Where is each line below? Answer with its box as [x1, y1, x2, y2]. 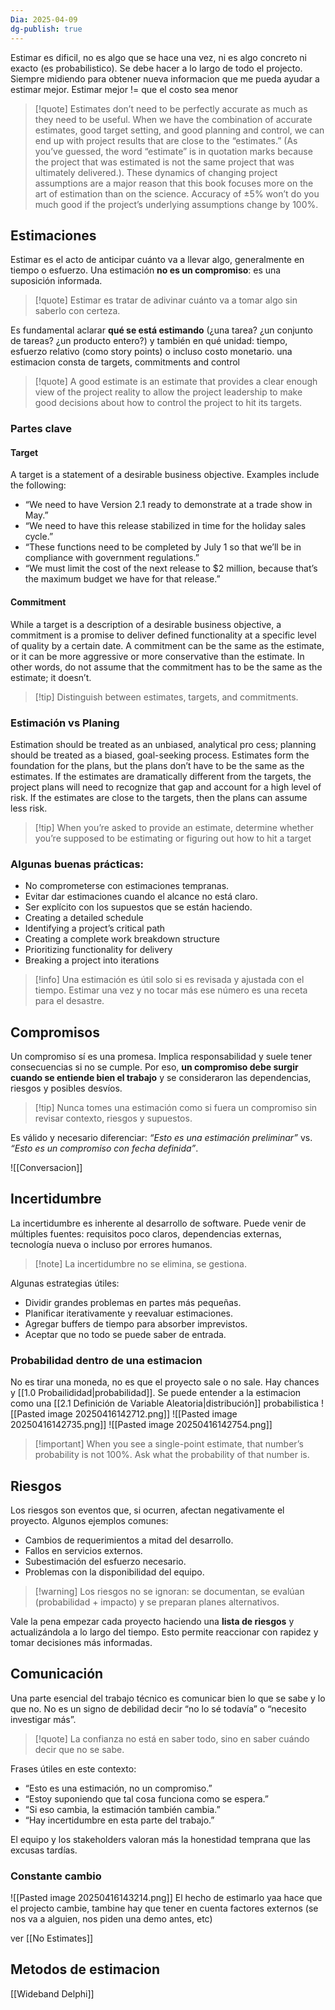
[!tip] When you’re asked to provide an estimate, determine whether [34, 821, 314, 833]
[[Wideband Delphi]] [10, 1987, 95, 2000]
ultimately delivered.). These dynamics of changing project [34, 166, 278, 178]
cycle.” [24, 531, 54, 543]
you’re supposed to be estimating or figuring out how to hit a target [34, 832, 312, 844]
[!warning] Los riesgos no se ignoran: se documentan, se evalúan [34, 1585, 305, 1597]
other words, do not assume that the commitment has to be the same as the [10, 661, 323, 673]
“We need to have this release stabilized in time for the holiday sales [24, 520, 307, 532]
